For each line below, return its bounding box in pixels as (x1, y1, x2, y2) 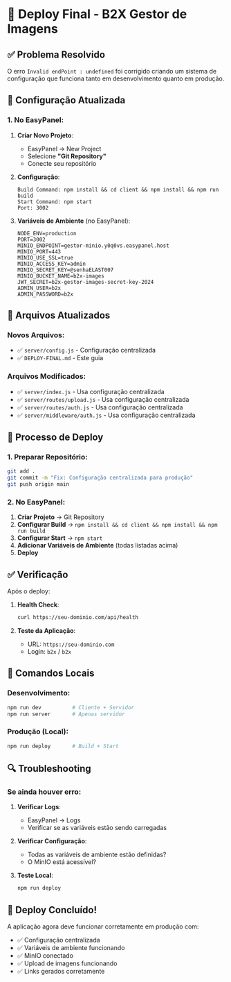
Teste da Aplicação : (17, 626, 76, 634)
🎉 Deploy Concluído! (7, 904, 97, 915)
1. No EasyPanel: (7, 115, 64, 125)
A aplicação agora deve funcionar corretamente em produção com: (7, 922, 199, 931)
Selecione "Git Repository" (27, 152, 107, 160)
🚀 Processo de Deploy (7, 432, 104, 443)
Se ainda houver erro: (7, 787, 82, 797)
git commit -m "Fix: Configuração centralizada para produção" (7, 475, 194, 482)
